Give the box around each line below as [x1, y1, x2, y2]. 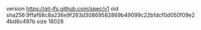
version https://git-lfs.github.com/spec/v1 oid [6, 5, 119, 12]
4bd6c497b [6, 18, 36, 25]
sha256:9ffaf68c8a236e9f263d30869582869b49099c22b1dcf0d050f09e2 [6, 11, 195, 19]
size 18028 [36, 18, 64, 25]
